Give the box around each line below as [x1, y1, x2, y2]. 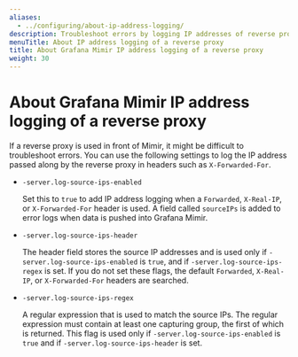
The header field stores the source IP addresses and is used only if [21, 246, 268, 257]
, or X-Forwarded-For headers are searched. [30, 275, 189, 285]
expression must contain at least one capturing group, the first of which [21, 318, 285, 329]
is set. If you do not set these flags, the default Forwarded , [43, 265, 255, 276]
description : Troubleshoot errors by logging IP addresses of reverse [9, 29, 276, 38]
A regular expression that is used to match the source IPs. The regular [21, 309, 278, 320]
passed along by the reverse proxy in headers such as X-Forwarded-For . [9, 159, 271, 169]
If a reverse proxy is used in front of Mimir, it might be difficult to [9, 140, 244, 151]
